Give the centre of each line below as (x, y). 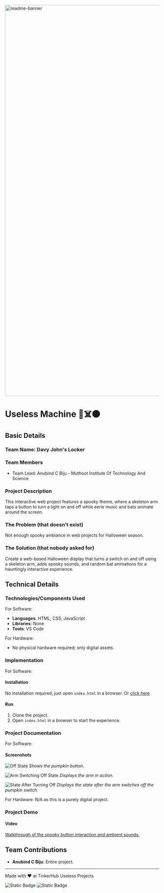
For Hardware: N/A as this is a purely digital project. (57, 799)
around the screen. (24, 512)
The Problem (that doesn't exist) (44, 525)
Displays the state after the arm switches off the (105, 784)
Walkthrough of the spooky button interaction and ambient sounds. (72, 834)
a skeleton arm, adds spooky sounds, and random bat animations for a (76, 564)
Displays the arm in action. (86, 775)
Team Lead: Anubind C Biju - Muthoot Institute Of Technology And (79, 473)
